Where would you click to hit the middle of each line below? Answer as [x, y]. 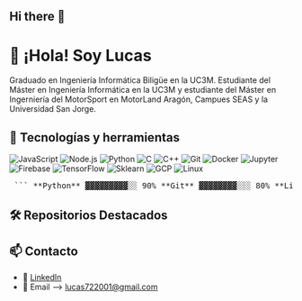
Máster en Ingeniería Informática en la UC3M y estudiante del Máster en [143, 90]
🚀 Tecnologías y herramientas [94, 137]
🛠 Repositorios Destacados [89, 215]
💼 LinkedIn [42, 278]
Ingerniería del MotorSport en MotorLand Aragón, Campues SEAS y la [138, 99]
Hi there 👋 [37, 17]
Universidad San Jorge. [53, 109]
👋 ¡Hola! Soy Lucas [80, 55]
